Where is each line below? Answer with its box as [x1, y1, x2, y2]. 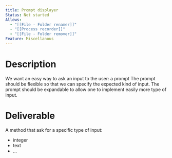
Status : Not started [5, 12, 50, 17]
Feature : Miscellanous [5, 37, 54, 42]
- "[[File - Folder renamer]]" [10, 22, 77, 27]
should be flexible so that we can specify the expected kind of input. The [5, 81, 160, 87]
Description [5, 59, 56, 70]
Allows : [5, 17, 22, 22]
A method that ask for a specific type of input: [5, 127, 103, 133]
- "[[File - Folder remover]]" [10, 31, 77, 37]
